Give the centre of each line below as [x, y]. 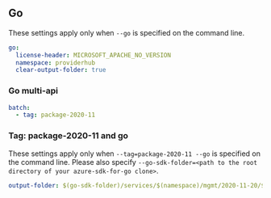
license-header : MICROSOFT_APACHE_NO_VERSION [94, 55]
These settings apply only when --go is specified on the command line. [126, 32]
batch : [19, 107]
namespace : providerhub [55, 63]
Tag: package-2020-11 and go [69, 136]
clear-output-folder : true [61, 70]
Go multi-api [33, 91]
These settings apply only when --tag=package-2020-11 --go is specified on [134, 154]
